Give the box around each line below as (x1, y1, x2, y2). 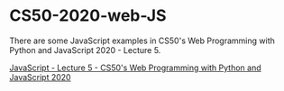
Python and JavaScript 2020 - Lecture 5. (9, 44, 161, 55)
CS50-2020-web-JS (9, 5, 167, 26)
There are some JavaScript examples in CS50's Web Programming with (9, 35, 275, 46)
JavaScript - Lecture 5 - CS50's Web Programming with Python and (9, 62, 261, 73)
